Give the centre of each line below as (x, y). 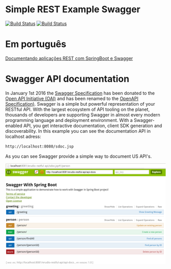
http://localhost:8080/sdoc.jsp (39, 146)
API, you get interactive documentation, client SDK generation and (93, 126)
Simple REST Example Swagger (73, 9)
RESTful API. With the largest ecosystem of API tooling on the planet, (78, 109)
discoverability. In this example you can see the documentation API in (78, 131)
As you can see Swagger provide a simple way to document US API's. (78, 156)
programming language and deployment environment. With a (69, 120)
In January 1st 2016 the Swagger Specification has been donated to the (80, 93)
